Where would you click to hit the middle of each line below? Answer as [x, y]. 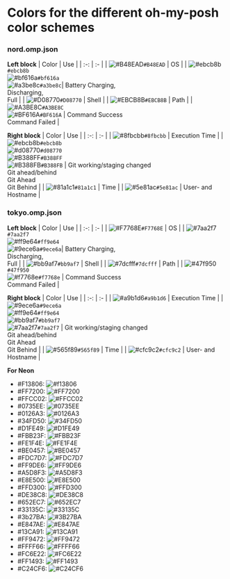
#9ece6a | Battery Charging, [77, 249]
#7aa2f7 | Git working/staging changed [92, 327]
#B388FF [51, 158]
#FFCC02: [32, 398]
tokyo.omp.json [35, 213]
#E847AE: [31, 524]
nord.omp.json [33, 49]
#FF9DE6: [32, 465]
